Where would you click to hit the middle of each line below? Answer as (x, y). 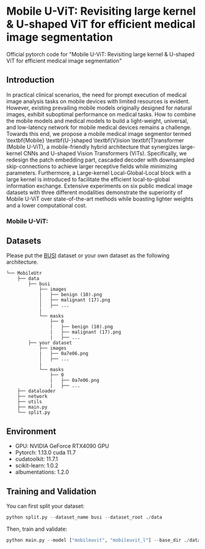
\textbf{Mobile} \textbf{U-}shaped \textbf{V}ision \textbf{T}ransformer (95, 140)
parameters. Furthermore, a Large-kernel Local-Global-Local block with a (99, 173)
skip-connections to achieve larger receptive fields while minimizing (92, 166)
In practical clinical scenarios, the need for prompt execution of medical (97, 95)
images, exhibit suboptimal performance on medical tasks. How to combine (101, 114)
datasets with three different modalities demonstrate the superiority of (95, 192)
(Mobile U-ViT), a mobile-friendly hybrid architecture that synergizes (92, 147)
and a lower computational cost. (47, 205)
